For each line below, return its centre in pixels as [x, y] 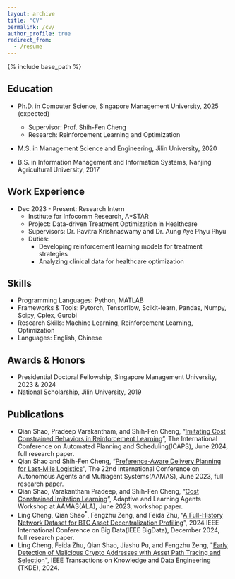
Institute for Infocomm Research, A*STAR [89, 216]
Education [30, 89]
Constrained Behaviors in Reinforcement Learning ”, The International [117, 439]
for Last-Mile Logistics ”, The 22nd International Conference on [108, 469]
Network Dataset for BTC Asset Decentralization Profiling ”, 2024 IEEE [118, 523]
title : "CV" [25, 20]
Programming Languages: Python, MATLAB [80, 300]
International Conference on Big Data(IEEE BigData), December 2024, [119, 530]
